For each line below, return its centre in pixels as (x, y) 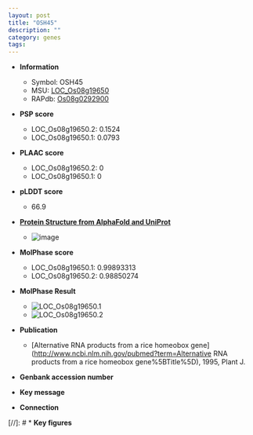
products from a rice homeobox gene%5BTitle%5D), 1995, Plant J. (138, 362)
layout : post (29, 15)
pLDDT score (41, 192)
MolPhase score (46, 253)
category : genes (34, 37)
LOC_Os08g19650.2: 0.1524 (76, 130)
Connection (39, 408)
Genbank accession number (66, 377)
